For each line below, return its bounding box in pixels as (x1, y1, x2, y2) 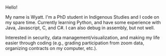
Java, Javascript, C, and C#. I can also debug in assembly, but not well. (5, 25, 155, 31)
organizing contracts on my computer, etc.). (5, 45, 98, 51)
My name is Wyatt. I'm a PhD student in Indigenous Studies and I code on (5, 14, 159, 20)
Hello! (5, 5, 18, 10)
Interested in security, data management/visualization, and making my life (5, 35, 160, 40)
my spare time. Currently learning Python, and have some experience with (5, 20, 161, 25)
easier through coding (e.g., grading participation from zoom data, (5, 40, 144, 46)
